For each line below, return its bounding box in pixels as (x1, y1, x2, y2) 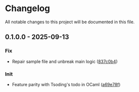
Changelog (5, 3, 50, 14)
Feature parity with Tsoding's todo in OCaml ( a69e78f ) (12, 81, 121, 87)
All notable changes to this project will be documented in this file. (5, 19, 135, 25)
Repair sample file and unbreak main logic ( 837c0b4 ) (12, 59, 118, 64)
